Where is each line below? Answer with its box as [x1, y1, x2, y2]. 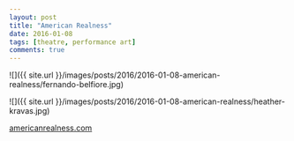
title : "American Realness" [9, 21, 113, 30]
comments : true [9, 46, 65, 55]
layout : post [9, 12, 57, 22]
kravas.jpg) [9, 106, 50, 116]
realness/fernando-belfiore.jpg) [9, 79, 124, 90]
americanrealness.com [9, 122, 93, 133]
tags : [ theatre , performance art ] [9, 37, 137, 47]
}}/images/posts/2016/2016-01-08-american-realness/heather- [55, 96, 285, 107]
